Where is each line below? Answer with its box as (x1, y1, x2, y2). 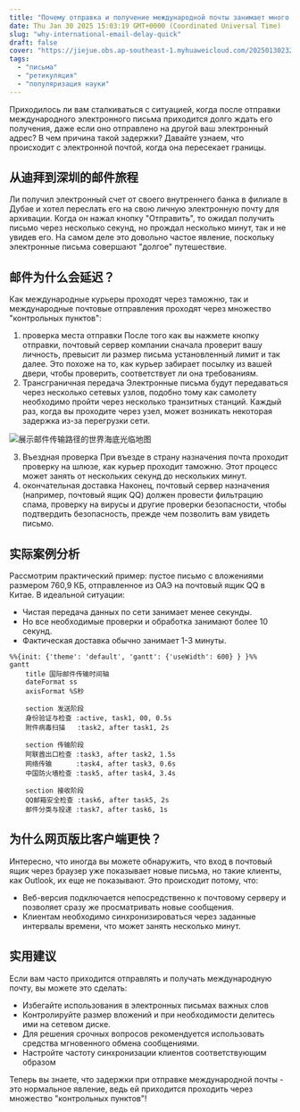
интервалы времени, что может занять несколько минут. (21, 920, 241, 931)
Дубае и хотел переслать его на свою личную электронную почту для (9, 203, 279, 214)
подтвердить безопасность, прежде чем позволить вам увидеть (21, 509, 271, 519)
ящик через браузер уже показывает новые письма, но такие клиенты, (9, 865, 282, 875)
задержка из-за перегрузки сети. (21, 416, 150, 427)
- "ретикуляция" (17, 71, 78, 80)
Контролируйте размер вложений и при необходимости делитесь (21, 1009, 275, 1020)
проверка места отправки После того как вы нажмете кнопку (21, 330, 260, 341)
